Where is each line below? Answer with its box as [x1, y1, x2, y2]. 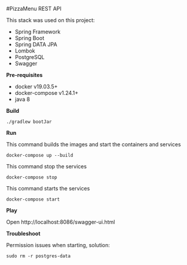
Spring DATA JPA [14, 41, 58, 48]
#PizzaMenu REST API [6, 5, 62, 12]
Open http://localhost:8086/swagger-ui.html [6, 218, 115, 226]
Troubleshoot [6, 230, 41, 237]
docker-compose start [6, 196, 60, 202]
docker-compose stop [6, 174, 58, 180]
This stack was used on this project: [6, 17, 95, 23]
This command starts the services [6, 185, 90, 192]
